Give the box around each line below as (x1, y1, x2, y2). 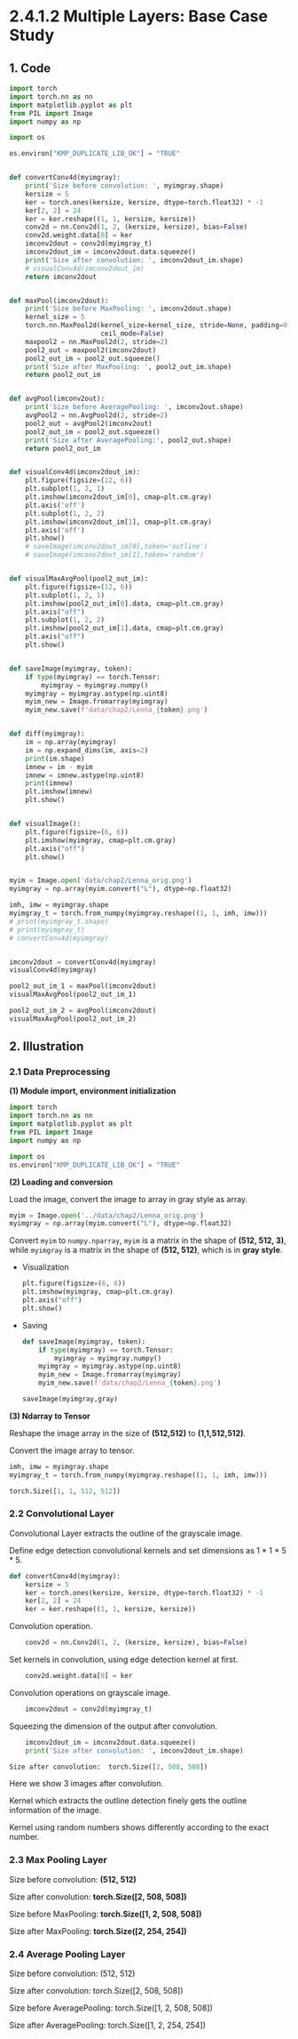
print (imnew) (25, 779, 74, 788)
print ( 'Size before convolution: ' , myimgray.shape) (25, 181, 224, 190)
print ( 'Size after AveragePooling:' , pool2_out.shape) (25, 436, 232, 445)
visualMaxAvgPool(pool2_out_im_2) (9, 1014, 137, 1024)
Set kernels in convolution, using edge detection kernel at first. (9, 1654, 239, 1665)
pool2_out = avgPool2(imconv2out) (25, 419, 153, 428)
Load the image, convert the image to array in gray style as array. (9, 1193, 248, 1204)
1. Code (9, 60, 51, 76)
